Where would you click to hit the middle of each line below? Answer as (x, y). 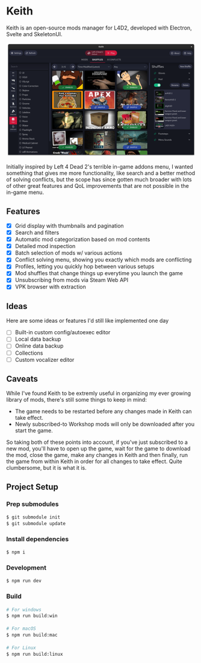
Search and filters (37, 232)
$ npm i (16, 552)
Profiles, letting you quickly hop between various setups (85, 267)
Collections (29, 353)
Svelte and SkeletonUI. (34, 34)
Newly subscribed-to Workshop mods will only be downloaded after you (104, 424)
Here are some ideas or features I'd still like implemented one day (88, 321)
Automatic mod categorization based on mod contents (82, 240)
